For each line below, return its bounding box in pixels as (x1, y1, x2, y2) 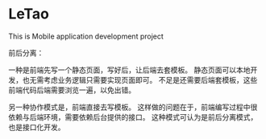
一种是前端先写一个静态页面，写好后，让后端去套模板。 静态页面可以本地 (8, 65, 251, 75)
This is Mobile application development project (8, 31, 164, 41)
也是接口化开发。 (8, 122, 65, 132)
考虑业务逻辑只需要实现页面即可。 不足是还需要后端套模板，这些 (43, 75, 258, 84)
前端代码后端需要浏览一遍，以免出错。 (8, 85, 135, 95)
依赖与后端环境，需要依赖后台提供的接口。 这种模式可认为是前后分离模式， (8, 112, 258, 121)
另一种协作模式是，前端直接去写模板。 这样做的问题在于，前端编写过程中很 (8, 102, 258, 112)
